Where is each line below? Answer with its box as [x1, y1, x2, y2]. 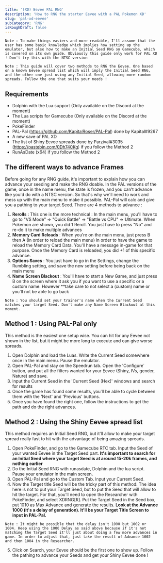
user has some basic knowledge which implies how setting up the [5, 43, 140, 48]
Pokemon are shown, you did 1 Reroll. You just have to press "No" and [12, 221, 152, 227]
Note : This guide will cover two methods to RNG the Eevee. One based [5, 64, 153, 69]
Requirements [5, 90, 49, 98]
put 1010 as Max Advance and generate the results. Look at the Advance [12, 502, 158, 508]
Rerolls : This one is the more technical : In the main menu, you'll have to [12, 211, 158, 217]
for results [12, 383, 33, 389]
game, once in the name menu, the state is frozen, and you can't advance [5, 186, 152, 192]
